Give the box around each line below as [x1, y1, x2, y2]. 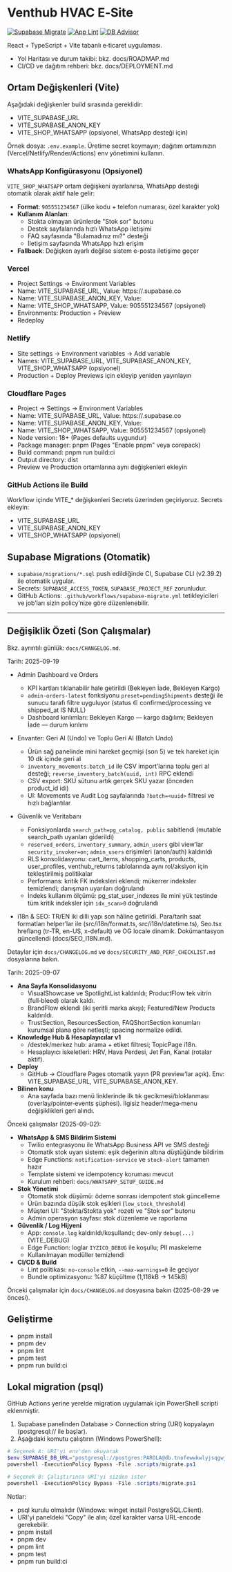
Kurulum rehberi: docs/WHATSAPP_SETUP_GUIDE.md [27, 1177, 164, 1185]
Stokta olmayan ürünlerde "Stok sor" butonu [27, 218, 154, 226]
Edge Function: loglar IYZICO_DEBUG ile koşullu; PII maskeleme [27, 1243, 202, 1252]
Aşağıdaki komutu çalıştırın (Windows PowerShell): [17, 1435, 162, 1443]
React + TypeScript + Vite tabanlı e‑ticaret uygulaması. [7, 41, 162, 49]
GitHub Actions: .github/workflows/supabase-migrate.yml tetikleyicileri [17, 592, 219, 600]
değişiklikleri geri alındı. [27, 1106, 95, 1115]
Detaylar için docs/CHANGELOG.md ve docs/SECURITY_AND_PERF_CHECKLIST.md [7, 948, 215, 956]
